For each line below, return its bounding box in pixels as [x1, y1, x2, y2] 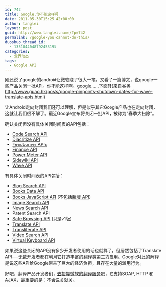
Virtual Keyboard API [12, 237, 55, 243]
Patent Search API [12, 210, 50, 216]
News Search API [12, 205, 48, 211]
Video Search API [12, 232, 49, 238]
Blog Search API [12, 183, 46, 189]
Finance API [12, 147, 37, 153]
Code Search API [12, 131, 48, 137]
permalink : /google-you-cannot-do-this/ [5, 35, 90, 40]
